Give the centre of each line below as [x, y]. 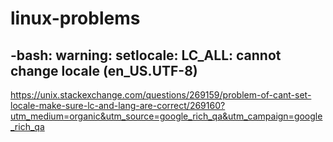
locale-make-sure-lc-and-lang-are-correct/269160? [118, 105]
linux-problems [75, 18]
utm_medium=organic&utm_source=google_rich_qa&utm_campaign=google [166, 116]
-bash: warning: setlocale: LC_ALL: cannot [146, 55]
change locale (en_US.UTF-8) [104, 70]
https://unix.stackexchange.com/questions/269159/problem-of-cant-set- [161, 95]
